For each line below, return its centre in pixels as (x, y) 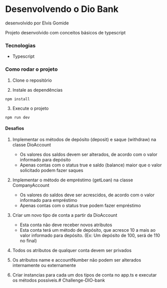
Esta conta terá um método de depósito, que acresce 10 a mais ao (88, 230)
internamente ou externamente (44, 265)
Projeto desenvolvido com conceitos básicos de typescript (66, 32)
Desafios (15, 129)
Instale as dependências (37, 90)
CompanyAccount (31, 185)
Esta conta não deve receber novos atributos (66, 225)
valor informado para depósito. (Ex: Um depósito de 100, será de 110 (90, 235)
